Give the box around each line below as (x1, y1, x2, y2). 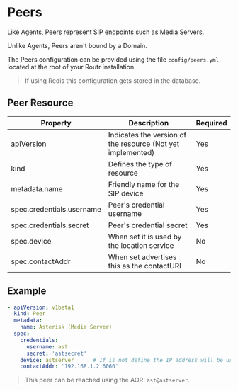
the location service (108, 240, 174, 250)
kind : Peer (13, 310, 46, 317)
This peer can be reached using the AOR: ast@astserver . (24, 376, 190, 385)
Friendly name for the (108, 179, 180, 189)
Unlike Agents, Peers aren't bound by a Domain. (7, 41, 147, 50)
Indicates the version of (108, 130, 187, 140)
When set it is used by (108, 232, 182, 242)
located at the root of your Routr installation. (7, 62, 136, 71)
